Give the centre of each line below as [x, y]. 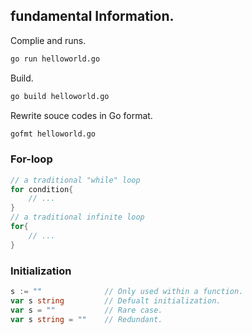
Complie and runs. [48, 40]
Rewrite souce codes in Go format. [81, 115]
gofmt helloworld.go [53, 134]
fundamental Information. [92, 16]
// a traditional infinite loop [77, 217]
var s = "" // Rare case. [86, 310]
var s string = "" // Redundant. [86, 319]
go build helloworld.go [60, 96]
